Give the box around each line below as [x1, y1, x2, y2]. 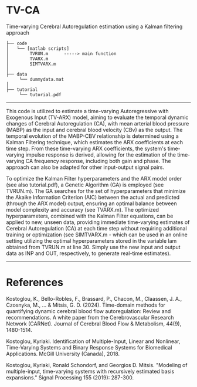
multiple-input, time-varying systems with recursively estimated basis [6, 368, 175, 375]
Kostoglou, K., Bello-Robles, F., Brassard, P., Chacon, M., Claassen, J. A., [6, 295, 182, 302]
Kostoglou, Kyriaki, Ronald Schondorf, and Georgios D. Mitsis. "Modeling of [6, 361, 188, 368]
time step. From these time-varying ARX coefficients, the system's [6, 145, 167, 152]
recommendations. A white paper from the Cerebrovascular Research [6, 314, 174, 321]
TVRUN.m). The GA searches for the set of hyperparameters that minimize [6, 187, 186, 194]
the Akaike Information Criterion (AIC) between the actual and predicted [6, 193, 180, 201]
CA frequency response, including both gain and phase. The [25, 157, 171, 164]
